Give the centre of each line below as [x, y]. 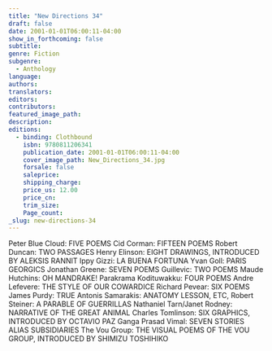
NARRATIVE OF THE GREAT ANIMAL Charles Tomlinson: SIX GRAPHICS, [129, 313]
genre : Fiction [34, 54]
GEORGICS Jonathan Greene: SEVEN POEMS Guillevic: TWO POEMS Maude [136, 270]
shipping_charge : [52, 183]
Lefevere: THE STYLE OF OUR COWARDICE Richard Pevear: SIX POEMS [129, 287]
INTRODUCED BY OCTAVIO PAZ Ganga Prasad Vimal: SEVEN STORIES [127, 322]
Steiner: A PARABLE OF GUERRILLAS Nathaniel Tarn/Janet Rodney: [121, 304]
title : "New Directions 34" [56, 16]
